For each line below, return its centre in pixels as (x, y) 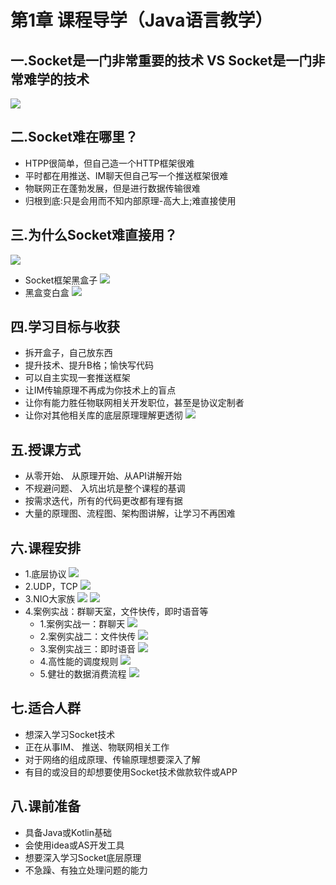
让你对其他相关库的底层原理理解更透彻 (103, 415)
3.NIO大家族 (50, 599)
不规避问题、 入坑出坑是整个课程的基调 (105, 488)
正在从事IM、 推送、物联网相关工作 (97, 747)
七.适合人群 (46, 708)
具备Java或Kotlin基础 (68, 832)
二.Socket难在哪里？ (74, 137)
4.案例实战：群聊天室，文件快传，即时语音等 (116, 612)
